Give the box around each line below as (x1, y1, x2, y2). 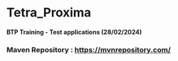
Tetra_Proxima (6, 5, 92, 21)
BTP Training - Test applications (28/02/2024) (6, 27, 142, 36)
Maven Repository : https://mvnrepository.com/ (6, 45, 171, 54)
